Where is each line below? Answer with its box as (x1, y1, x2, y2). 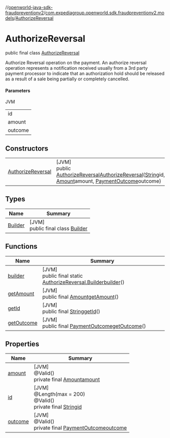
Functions (5, 242, 38, 251)
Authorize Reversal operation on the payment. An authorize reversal (5, 60, 147, 66)
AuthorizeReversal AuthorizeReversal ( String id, (56, 171, 165, 178)
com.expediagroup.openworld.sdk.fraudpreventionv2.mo (45, 10, 164, 16)
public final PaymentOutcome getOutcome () (42, 323, 146, 330)
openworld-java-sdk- (8, 5, 53, 10)
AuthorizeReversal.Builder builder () (42, 278, 125, 285)
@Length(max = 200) (33, 391, 86, 398)
